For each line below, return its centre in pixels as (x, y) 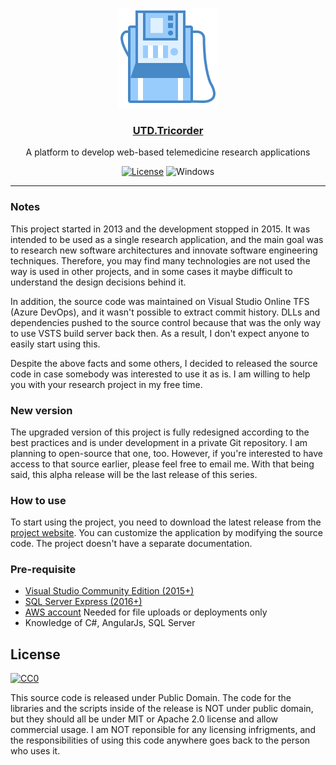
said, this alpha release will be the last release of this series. (134, 474)
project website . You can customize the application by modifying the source (166, 533)
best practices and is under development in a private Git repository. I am (159, 442)
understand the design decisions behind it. (98, 282)
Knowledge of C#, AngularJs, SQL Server (110, 623)
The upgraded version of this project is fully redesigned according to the (160, 432)
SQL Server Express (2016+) (83, 602)
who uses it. (35, 751)
